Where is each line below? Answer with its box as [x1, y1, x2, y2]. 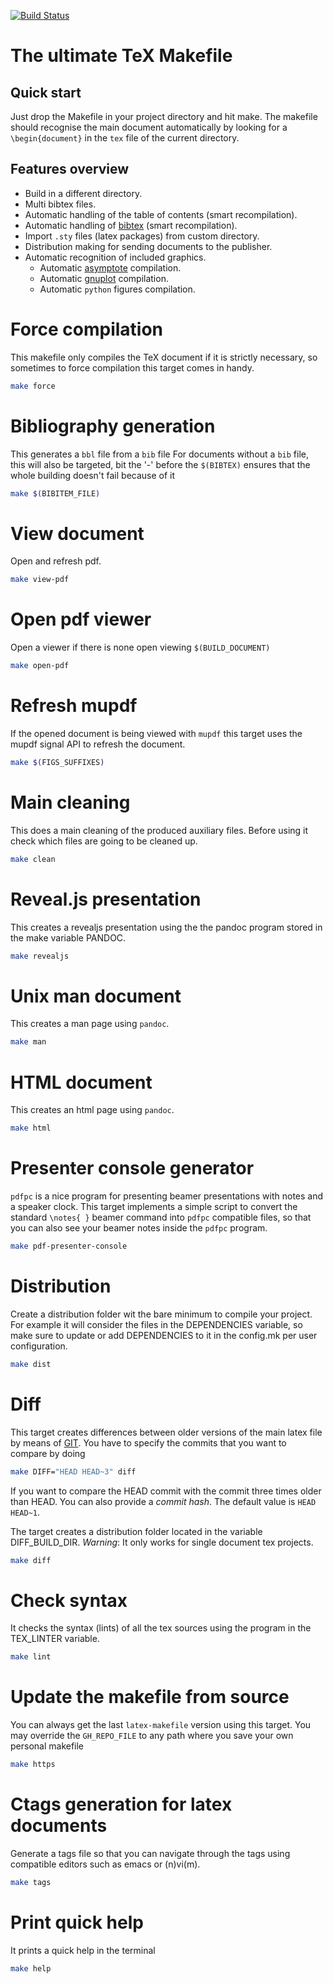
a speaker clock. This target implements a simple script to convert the [10, 1201, 298, 1213]
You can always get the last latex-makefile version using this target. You [10, 1719, 312, 1731]
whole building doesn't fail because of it [10, 469, 176, 481]
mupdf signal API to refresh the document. [10, 738, 186, 750]
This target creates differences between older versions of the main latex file [10, 1426, 323, 1438]
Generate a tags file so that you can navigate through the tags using [10, 1848, 291, 1859]
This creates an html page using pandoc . [10, 1104, 175, 1116]
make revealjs [10, 951, 70, 961]
